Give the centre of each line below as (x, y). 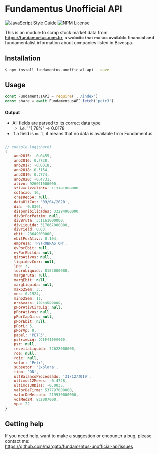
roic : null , (26, 358)
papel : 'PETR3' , (31, 335)
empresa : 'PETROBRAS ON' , (41, 243)
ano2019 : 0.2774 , (32, 174)
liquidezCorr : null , (35, 262)
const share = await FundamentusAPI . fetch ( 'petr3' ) (59, 101)
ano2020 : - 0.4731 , (33, 179)
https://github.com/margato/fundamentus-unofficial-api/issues (69, 446)
